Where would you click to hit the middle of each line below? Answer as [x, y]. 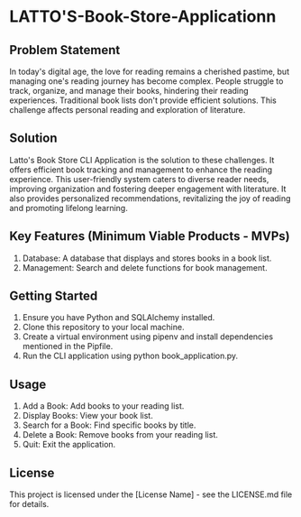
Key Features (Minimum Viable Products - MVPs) [150, 236]
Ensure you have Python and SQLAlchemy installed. [119, 318]
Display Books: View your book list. [87, 416]
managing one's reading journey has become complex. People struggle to [146, 81]
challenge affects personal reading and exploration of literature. [128, 110]
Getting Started [54, 296]
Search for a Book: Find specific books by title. [109, 425]
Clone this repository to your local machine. [103, 328]
